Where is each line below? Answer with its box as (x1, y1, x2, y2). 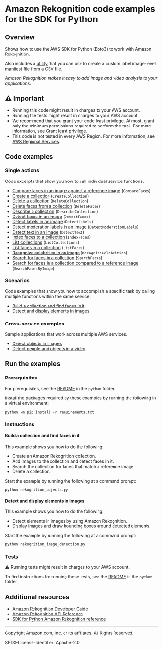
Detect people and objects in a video (12, 346, 86, 352)
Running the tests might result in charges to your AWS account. (12, 112, 139, 118)
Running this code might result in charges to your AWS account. (12, 107, 140, 113)
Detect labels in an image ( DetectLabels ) (12, 218, 93, 224)
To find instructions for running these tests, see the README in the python (5, 574, 153, 579)
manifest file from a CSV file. (5, 66, 63, 72)
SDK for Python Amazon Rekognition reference (12, 616, 106, 622)
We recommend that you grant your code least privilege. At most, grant (12, 118, 154, 124)
